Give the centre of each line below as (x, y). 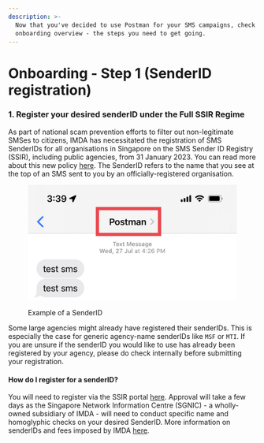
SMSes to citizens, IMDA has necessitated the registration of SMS (115, 140)
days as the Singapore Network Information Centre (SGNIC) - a (111, 405)
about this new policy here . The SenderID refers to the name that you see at (131, 165)
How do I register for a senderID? (63, 379)
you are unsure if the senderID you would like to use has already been (122, 345)
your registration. (36, 362)
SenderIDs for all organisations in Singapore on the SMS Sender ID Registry (131, 148)
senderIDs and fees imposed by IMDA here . (79, 430)
